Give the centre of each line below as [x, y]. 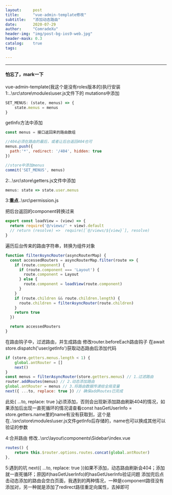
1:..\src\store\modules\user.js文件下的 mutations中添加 [62, 93]
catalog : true [24, 44]
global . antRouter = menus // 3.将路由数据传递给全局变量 [63, 386]
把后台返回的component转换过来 [40, 211]
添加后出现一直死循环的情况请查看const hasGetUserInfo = [71, 408]
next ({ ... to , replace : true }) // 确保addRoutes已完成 [64, 391]
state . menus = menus [36, 107]
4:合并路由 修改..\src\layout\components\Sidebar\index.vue [68, 438]
